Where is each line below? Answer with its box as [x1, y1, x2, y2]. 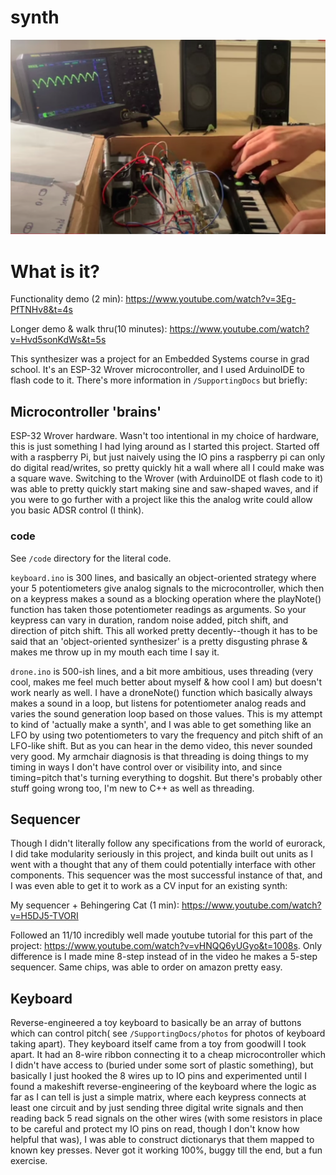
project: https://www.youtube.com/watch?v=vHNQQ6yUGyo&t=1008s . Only [10, 940, 323, 952]
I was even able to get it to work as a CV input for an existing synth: [10, 880, 288, 892]
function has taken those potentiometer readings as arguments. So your [10, 603, 307, 615]
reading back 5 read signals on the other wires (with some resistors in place [10, 1112, 323, 1125]
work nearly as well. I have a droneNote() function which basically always [10, 686, 313, 698]
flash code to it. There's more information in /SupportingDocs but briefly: [10, 374, 308, 386]
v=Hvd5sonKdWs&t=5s [10, 334, 107, 346]
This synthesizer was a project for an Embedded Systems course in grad [10, 353, 310, 365]
